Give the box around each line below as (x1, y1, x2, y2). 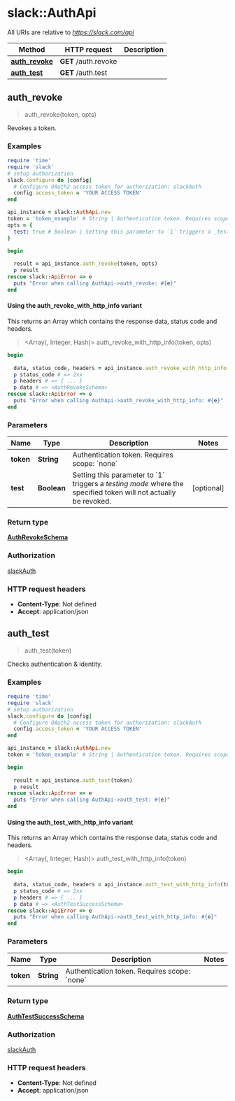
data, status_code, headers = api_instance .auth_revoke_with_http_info (13, 364, 227, 371)
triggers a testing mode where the (72, 479, 184, 489)
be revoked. (72, 497, 112, 506)
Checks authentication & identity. (7, 660, 103, 668)
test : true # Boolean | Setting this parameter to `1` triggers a (13, 228, 211, 235)
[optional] (192, 483, 225, 493)
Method (18, 44, 45, 54)
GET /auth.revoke (59, 56, 117, 66)
